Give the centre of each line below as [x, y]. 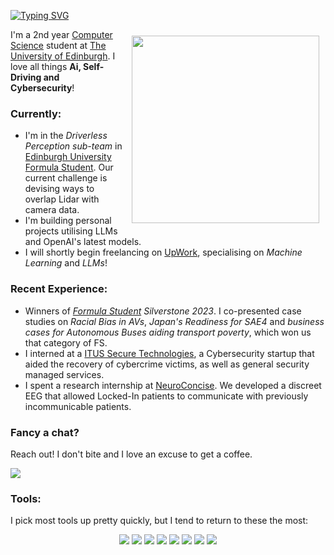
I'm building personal [68, 221]
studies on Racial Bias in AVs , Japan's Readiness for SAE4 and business [174, 321]
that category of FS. [66, 342]
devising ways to [59, 189]
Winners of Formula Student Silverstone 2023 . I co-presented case [163, 311]
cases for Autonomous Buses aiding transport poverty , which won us [168, 332]
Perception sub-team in [73, 146]
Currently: [36, 113]
